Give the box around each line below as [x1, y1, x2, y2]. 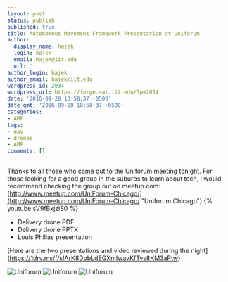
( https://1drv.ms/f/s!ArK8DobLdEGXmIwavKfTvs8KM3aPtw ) [7, 254, 181, 262]
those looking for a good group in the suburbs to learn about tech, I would [7, 174, 222, 183]
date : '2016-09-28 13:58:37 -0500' [7, 96, 112, 103]
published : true [7, 23, 55, 30]
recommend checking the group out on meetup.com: [7, 182, 160, 190]
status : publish [7, 17, 55, 24]
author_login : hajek [7, 69, 68, 76]
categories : [7, 108, 42, 115]
